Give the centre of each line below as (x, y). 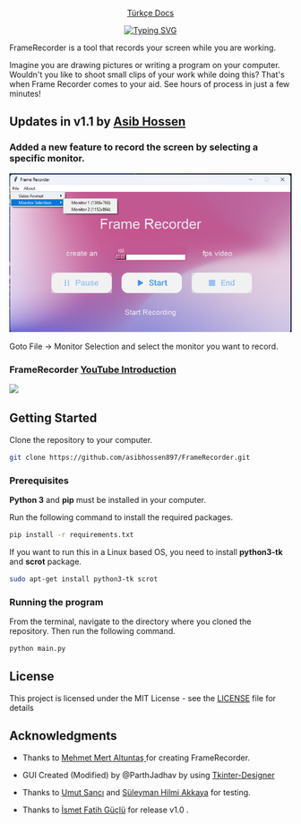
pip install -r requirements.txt (72, 534)
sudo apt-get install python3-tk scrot (84, 579)
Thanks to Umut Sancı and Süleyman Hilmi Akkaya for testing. (136, 792)
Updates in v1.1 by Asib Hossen (98, 121)
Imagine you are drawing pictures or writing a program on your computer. (145, 65)
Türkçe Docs (150, 13)
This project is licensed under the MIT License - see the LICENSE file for (142, 698)
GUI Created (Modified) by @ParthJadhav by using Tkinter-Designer (148, 775)
